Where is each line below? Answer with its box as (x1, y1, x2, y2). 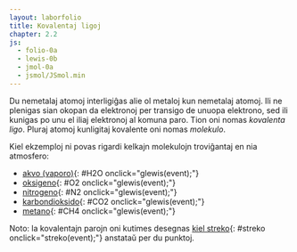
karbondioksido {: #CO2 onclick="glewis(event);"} (21, 196, 205, 207)
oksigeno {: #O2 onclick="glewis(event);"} (21, 177, 177, 188)
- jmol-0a (17, 63, 54, 72)
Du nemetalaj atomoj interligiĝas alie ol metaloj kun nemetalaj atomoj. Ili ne (9, 95, 283, 106)
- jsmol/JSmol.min (17, 71, 87, 80)
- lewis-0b (17, 54, 58, 63)
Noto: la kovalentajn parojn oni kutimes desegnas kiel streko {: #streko (9, 223, 266, 233)
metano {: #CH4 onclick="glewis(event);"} (21, 206, 176, 216)
